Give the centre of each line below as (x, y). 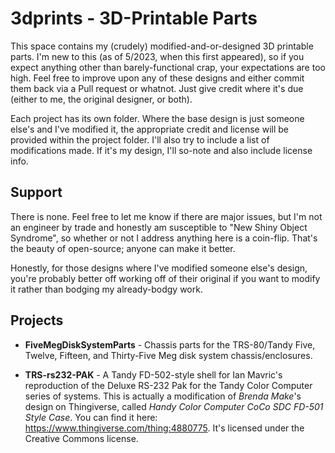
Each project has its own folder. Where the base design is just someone (157, 118)
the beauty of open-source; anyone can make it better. (123, 248)
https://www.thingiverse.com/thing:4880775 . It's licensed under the (164, 428)
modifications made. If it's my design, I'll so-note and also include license (161, 150)
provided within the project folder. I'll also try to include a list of (140, 139)
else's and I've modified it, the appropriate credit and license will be (150, 129)
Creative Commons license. (81, 438)
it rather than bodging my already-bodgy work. (106, 289)
